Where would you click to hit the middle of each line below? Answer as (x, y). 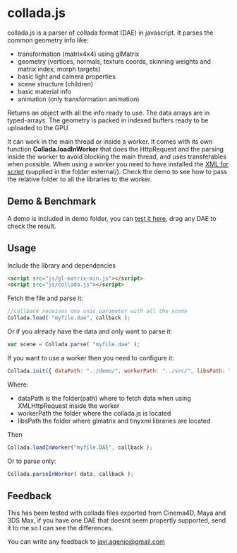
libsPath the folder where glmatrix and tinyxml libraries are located (114, 421)
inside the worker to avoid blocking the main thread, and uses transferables (117, 156)
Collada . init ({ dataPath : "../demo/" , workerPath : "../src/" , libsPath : (116, 371)
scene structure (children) (55, 84)
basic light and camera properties (67, 76)
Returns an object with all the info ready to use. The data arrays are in (109, 113)
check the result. (32, 226)
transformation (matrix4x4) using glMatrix (78, 54)
